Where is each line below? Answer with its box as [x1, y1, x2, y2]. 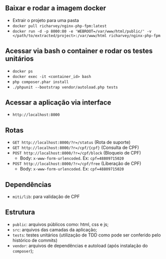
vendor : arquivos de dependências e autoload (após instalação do [12, 242, 148, 248]
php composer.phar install [12, 79, 69, 84]
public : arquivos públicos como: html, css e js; [12, 221, 109, 227]
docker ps [12, 68, 33, 74]
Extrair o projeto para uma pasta [12, 17, 79, 23]
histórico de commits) [12, 237, 57, 243]
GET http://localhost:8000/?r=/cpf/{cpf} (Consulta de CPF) [12, 144, 139, 150]
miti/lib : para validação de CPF [12, 193, 80, 199]
